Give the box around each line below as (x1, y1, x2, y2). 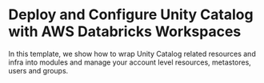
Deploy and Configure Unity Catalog (8, 6, 254, 24)
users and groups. (8, 65, 69, 75)
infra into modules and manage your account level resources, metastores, (8, 57, 252, 67)
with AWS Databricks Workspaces (8, 22, 242, 41)
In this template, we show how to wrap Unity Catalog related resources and (8, 49, 256, 58)
